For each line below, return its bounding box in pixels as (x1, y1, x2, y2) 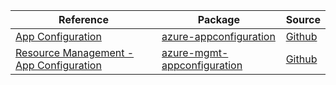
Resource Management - (15, 46, 135, 59)
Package (197, 13, 240, 26)
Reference (58, 13, 110, 26)
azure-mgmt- (161, 46, 229, 59)
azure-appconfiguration (161, 30, 276, 43)
